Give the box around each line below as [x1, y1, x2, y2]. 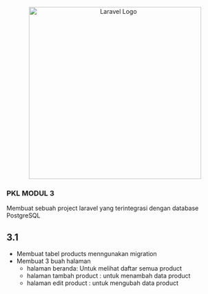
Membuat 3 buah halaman [16, 257, 91, 265]
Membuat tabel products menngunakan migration [16, 250, 158, 258]
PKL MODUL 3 [6, 188, 54, 198]
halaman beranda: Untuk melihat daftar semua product [26, 264, 183, 273]
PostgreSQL [6, 211, 41, 220]
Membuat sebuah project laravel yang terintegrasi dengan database [6, 204, 199, 213]
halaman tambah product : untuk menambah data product [26, 272, 191, 280]
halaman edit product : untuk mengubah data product [26, 279, 178, 287]
